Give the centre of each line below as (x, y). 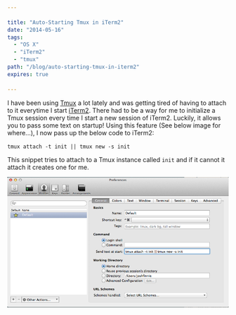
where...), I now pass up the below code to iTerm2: (81, 132)
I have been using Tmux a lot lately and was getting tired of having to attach (117, 103)
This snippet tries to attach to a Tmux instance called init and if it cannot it (116, 159)
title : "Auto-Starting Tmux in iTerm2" (66, 22)
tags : (15, 37)
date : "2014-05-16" (36, 30)
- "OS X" (26, 45)
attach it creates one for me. (48, 167)
